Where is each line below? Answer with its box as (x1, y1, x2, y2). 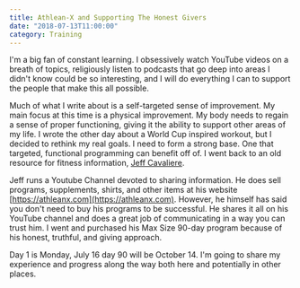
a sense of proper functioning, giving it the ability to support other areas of (9, 119, 286, 130)
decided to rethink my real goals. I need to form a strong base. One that (9, 138, 274, 149)
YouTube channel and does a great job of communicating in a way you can (9, 213, 286, 224)
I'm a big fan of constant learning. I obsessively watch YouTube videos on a (9, 55, 289, 65)
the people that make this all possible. (9, 83, 150, 94)
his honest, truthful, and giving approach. (9, 232, 163, 243)
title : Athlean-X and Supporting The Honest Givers (9, 13, 207, 22)
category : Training (9, 30, 83, 39)
